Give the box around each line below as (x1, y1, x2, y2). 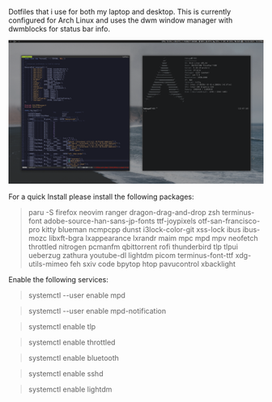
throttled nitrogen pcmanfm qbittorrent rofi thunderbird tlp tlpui (28, 242, 239, 252)
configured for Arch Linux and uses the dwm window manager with (8, 15, 233, 25)
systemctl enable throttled (28, 337, 116, 347)
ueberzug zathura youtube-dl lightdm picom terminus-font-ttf (28, 250, 234, 260)
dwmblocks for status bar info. (8, 24, 111, 33)
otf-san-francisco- (198, 216, 261, 226)
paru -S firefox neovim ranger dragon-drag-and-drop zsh (28, 207, 220, 217)
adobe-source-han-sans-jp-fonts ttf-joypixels (43, 216, 197, 226)
